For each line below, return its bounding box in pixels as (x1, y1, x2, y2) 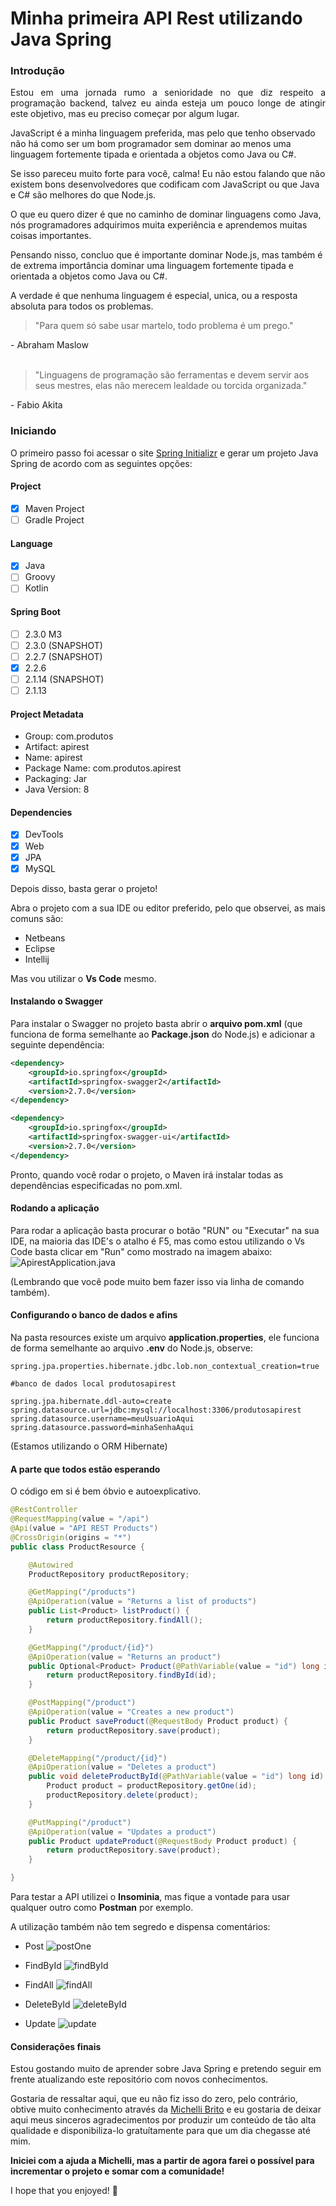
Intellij (24, 953, 50, 965)
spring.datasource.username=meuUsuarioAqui (10, 1414, 195, 1424)
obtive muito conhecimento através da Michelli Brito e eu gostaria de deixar (10, 2103, 322, 2116)
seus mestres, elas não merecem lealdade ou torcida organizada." (34, 380, 308, 392)
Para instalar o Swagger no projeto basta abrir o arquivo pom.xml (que (10, 1017, 303, 1029)
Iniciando (10, 424, 57, 438)
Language (10, 537, 53, 549)
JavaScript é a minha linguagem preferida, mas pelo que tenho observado (10, 127, 316, 139)
